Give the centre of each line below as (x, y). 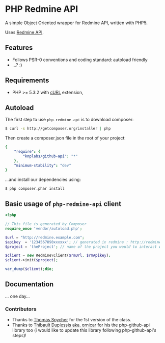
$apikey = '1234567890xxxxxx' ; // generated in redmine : (67, 242)
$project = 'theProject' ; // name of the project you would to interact (81, 247)
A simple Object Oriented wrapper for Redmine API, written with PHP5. (77, 23)
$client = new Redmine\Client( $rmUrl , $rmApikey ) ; (58, 256)
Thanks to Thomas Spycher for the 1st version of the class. (72, 320)
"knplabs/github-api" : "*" (50, 156)
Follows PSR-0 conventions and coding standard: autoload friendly (80, 60)
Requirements (27, 81)
